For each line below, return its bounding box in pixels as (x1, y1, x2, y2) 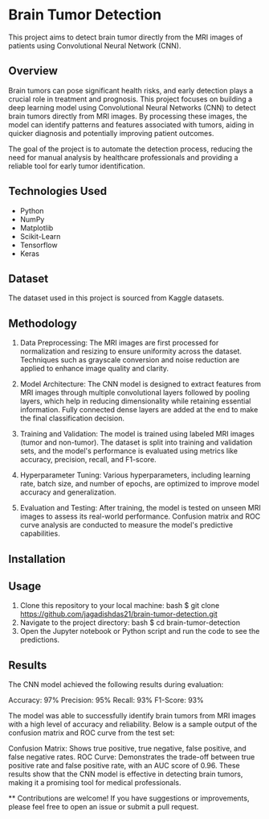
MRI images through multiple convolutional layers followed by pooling (19, 388, 251, 398)
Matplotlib (19, 223, 54, 233)
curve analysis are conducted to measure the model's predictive (19, 520, 234, 530)
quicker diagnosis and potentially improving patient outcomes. (8, 128, 214, 138)
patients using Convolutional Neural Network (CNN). (8, 40, 181, 50)
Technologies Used (8, 184, 107, 198)
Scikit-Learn (19, 231, 61, 241)
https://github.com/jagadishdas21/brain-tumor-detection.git (19, 610, 218, 619)
